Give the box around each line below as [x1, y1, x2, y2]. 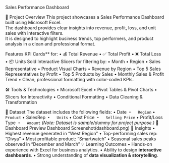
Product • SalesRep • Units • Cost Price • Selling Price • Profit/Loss [5, 115, 163, 120]
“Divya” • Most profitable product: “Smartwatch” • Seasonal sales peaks [5, 136, 156, 142]
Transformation [5, 99, 37, 105]
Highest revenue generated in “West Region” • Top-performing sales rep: [5, 131, 158, 136]
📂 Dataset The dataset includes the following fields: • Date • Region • [5, 109, 155, 115]
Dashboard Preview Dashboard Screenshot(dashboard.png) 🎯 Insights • [5, 125, 155, 131]
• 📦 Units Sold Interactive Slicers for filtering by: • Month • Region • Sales [5, 59, 161, 65]
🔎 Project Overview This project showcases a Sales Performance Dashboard [5, 14, 164, 20]
